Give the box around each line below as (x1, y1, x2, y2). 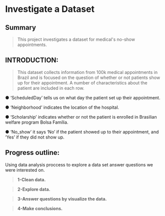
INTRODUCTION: (5, 56, 59, 65)
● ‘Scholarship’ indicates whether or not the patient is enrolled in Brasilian (5, 114, 157, 120)
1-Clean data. (17, 176, 46, 182)
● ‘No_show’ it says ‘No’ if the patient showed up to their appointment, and (5, 129, 159, 135)
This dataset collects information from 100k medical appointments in (17, 69, 158, 75)
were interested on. (5, 167, 45, 173)
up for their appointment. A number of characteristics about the (17, 79, 148, 85)
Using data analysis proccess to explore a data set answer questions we (5, 161, 153, 167)
